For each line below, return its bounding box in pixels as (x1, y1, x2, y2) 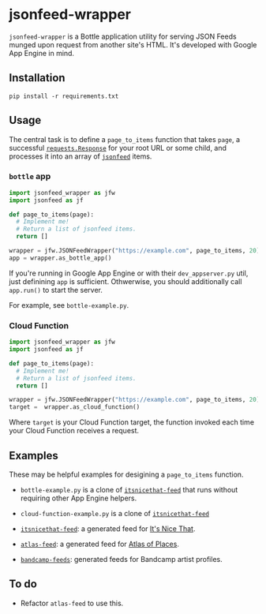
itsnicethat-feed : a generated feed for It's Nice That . (20, 523, 196, 534)
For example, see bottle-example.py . (9, 300, 129, 309)
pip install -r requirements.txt (9, 92, 119, 100)
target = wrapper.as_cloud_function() (9, 403, 140, 411)
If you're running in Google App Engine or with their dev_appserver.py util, (9, 268, 249, 278)
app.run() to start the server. (9, 285, 103, 294)
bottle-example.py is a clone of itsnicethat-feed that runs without (20, 485, 238, 494)
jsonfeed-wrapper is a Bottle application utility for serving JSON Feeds (9, 32, 237, 41)
